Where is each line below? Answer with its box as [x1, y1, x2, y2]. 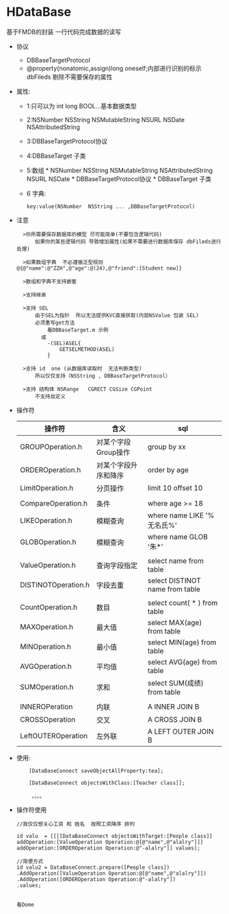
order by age [147, 465, 189, 474]
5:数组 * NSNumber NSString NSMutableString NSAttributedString [26, 166, 213, 174]
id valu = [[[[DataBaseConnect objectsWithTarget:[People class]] [16, 832, 213, 839]
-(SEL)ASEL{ [46, 340, 81, 347]
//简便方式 [16, 858, 44, 865]
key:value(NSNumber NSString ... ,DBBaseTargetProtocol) [26, 203, 196, 210]
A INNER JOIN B [147, 701, 200, 711]
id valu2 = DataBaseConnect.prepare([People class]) [16, 864, 170, 871]
